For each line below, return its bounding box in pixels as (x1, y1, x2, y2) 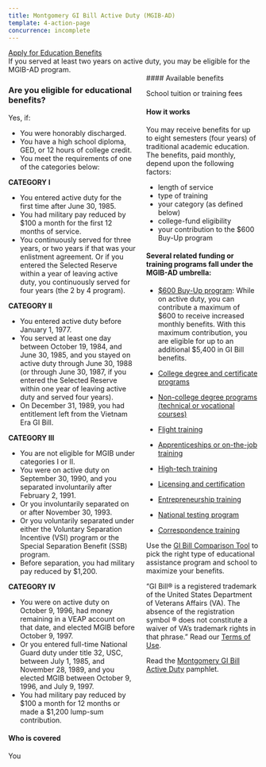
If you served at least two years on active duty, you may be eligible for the (8, 56, 250, 66)
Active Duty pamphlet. (145, 664, 220, 673)
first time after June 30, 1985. (19, 201, 117, 210)
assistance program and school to (145, 557, 258, 567)
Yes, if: (8, 113, 31, 122)
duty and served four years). (19, 392, 114, 402)
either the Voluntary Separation (19, 524, 123, 534)
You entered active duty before (19, 316, 121, 326)
